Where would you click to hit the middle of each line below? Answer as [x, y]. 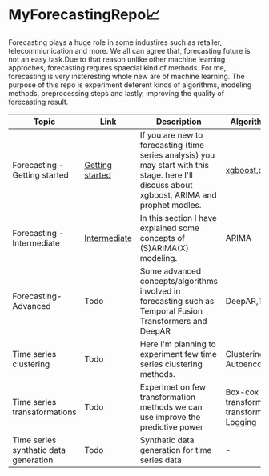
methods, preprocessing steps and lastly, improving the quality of [116, 93]
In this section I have [179, 218]
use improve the [170, 417]
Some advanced [171, 270]
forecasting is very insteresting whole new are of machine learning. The [127, 76]
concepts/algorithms [179, 281]
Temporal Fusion [171, 310]
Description [179, 122]
